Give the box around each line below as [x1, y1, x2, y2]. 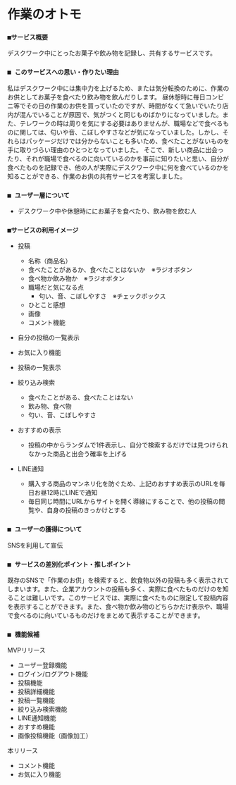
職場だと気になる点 [27, 283, 85, 292]
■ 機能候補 [7, 630, 40, 638]
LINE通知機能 [17, 714, 56, 722]
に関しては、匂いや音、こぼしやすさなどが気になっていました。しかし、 [13, 128, 223, 136]
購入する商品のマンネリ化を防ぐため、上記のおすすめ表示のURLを [27, 480, 220, 488]
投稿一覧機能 [17, 696, 55, 705]
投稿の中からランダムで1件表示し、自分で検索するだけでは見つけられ [27, 441, 229, 450]
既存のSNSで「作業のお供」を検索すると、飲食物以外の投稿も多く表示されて [7, 576, 230, 584]
